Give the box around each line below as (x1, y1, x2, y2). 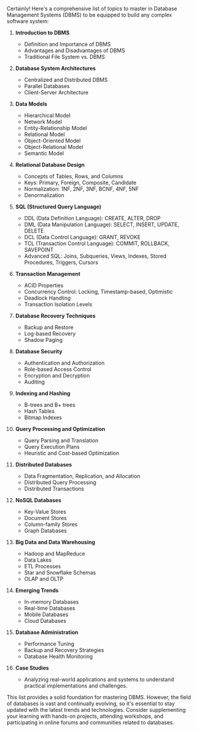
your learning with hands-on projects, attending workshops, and (7, 712, 163, 720)
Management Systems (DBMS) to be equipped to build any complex (7, 11, 172, 18)
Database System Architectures (15, 65, 96, 72)
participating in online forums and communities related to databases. (7, 719, 175, 726)
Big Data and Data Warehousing (15, 538, 95, 546)
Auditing (24, 378, 45, 385)
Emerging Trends (15, 587, 59, 594)
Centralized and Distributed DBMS (24, 77, 108, 83)
